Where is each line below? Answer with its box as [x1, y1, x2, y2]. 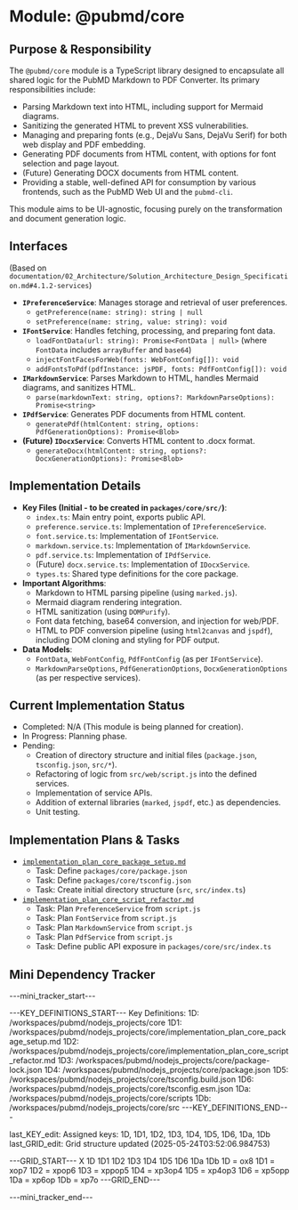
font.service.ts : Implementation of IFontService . [35, 530, 220, 541]
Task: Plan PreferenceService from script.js [35, 903, 201, 914]
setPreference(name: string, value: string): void [35, 318, 228, 327]
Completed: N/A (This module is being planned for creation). [21, 722, 244, 732]
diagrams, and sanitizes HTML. [21, 382, 136, 392]
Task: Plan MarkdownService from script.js [35, 923, 193, 933]
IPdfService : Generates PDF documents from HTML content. [21, 408, 246, 419]
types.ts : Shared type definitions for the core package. [35, 568, 238, 579]
